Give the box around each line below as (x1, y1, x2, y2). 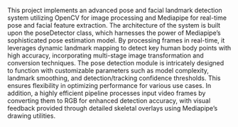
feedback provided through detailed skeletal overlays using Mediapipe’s (7, 104, 218, 112)
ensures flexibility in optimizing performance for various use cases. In (7, 82, 212, 89)
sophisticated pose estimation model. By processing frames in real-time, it (7, 36, 225, 45)
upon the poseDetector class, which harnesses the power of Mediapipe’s (7, 28, 222, 37)
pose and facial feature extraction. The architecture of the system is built (7, 21, 221, 29)
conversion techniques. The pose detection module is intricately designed (7, 59, 225, 67)
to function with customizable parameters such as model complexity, (7, 67, 210, 74)
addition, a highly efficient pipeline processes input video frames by (7, 89, 206, 97)
